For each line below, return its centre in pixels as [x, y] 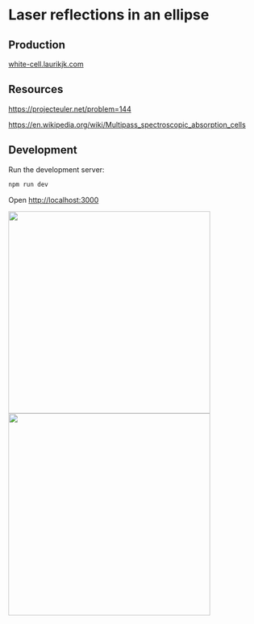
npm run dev [28, 184]
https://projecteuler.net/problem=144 [70, 109]
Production [37, 45]
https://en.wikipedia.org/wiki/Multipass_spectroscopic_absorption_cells [127, 124]
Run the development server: [56, 169]
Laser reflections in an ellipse [109, 15]
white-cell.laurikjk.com [46, 64]
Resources [36, 89]
